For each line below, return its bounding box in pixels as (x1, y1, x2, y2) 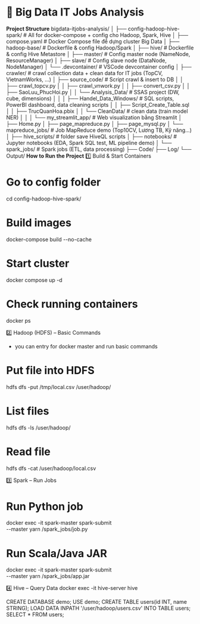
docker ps (6, 317, 31, 324)
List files (6, 404, 49, 418)
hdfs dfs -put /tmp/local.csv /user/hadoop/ (6, 383, 111, 390)
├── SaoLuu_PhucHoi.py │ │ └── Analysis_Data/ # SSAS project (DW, (6, 88, 180, 95)
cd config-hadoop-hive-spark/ (6, 195, 82, 202)
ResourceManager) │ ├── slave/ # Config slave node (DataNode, (6, 57, 167, 64)
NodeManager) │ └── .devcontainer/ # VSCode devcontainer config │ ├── (6, 63, 192, 70)
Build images (6, 216, 71, 230)
